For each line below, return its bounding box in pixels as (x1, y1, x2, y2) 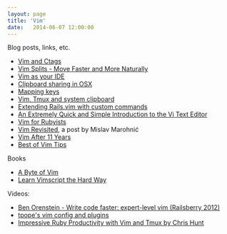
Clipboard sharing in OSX (17, 80, 93, 88)
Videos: (7, 190, 30, 198)
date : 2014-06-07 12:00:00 (7, 24, 94, 31)
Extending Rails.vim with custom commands (17, 103, 148, 111)
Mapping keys (17, 87, 60, 96)
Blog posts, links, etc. (7, 44, 71, 52)
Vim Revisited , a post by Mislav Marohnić (17, 126, 139, 134)
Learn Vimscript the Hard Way (17, 175, 107, 184)
